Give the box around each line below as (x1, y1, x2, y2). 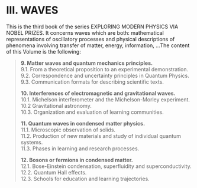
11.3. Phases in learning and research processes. (20, 145, 140, 152)
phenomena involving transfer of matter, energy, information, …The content (6, 42, 190, 49)
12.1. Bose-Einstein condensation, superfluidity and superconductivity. (20, 163, 192, 170)
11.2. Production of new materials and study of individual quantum (20, 132, 182, 139)
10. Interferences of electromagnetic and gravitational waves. (20, 90, 176, 97)
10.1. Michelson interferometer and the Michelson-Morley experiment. (20, 95, 190, 103)
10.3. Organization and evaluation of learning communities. (20, 108, 164, 116)
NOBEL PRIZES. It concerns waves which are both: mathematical (6, 29, 164, 36)
